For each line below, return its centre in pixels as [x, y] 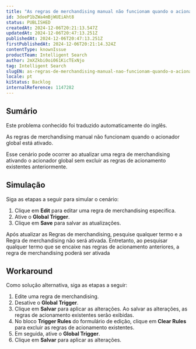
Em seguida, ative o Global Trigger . [57, 334]
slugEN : [15, 71]
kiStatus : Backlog [28, 82]
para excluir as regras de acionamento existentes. [74, 327]
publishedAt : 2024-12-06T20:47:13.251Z [55, 39]
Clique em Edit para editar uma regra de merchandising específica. [95, 210]
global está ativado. [30, 143]
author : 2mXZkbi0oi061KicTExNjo [45, 60]
